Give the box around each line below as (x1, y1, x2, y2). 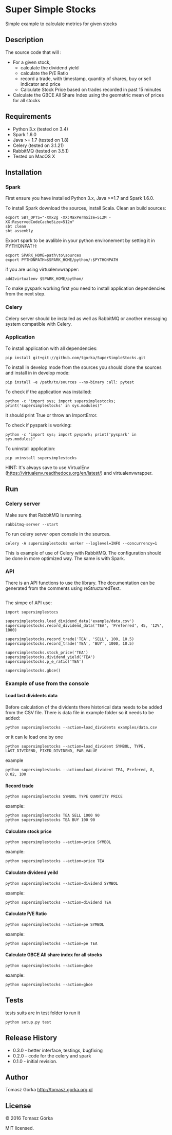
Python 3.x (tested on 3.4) (12, 126, 68, 132)
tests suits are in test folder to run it (5, 1010, 81, 1016)
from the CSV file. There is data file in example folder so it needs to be (5, 709, 154, 715)
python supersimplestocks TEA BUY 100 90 (5, 817, 95, 823)
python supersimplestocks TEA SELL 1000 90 (5, 813, 100, 818)
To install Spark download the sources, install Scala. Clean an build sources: (5, 205, 166, 211)
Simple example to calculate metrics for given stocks (5, 21, 117, 27)
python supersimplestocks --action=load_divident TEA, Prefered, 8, (5, 767, 155, 772)
